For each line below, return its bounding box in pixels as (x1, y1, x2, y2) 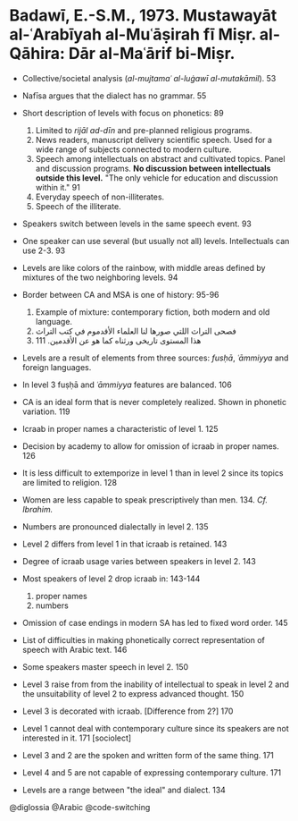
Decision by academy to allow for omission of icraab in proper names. (21, 440, 279, 452)
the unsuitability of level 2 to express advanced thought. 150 (21, 688, 244, 698)
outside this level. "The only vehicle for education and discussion (35, 172, 278, 183)
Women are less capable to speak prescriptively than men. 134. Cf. (21, 494, 269, 505)
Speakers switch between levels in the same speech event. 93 (21, 218, 252, 229)
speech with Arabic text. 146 (21, 644, 128, 655)
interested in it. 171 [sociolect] (21, 732, 132, 743)
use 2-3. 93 (21, 245, 66, 256)
